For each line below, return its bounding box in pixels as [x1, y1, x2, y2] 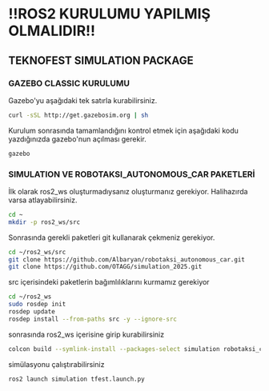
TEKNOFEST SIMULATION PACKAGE [8, 54, 194, 67]
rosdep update [8, 308, 56, 316]
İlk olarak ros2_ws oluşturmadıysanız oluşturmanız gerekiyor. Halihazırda [8, 186, 248, 196]
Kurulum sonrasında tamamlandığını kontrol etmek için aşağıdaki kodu [8, 126, 239, 135]
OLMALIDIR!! [8, 22, 96, 40]
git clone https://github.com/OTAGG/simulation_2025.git [8, 263, 203, 271]
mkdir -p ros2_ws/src [8, 217, 81, 226]
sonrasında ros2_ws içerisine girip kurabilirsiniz [8, 329, 165, 339]
